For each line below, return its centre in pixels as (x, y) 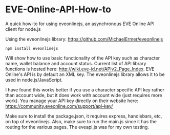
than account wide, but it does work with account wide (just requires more (84, 95)
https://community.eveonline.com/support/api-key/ (59, 106)
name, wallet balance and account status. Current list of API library (76, 63)
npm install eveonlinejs (32, 48)
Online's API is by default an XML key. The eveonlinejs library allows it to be (85, 74)
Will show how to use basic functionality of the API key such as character (83, 58)
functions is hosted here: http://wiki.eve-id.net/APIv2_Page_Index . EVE (80, 69)
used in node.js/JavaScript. (34, 80)
